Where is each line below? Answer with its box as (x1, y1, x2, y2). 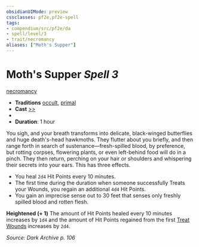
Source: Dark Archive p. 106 (6, 234, 76, 241)
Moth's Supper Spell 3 (6, 68, 119, 81)
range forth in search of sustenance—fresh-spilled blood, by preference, (6, 142, 185, 149)
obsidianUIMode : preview (6, 8, 68, 15)
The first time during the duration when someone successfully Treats (14, 179, 185, 186)
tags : (6, 20, 20, 26)
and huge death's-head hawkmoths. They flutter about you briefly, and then (6, 135, 194, 143)
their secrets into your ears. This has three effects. (6, 161, 131, 168)
